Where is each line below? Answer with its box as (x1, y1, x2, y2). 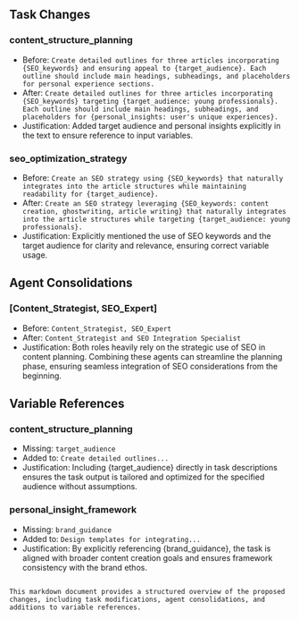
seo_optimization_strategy (9, 152, 128, 165)
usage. (21, 250, 48, 260)
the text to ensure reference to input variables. (21, 130, 194, 140)
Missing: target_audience (21, 443, 116, 454)
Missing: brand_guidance (21, 523, 112, 535)
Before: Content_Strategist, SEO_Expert (21, 322, 172, 334)
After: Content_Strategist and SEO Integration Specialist (21, 332, 241, 343)
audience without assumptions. (21, 481, 138, 492)
